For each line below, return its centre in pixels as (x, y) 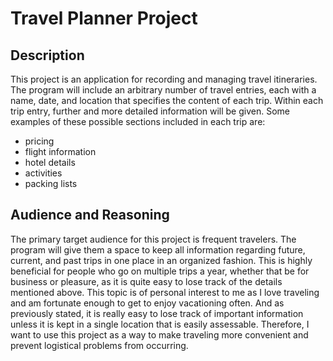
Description (47, 55)
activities (43, 173)
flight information (60, 151)
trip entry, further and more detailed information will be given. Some (150, 111)
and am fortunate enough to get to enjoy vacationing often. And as (147, 303)
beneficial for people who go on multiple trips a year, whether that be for (160, 271)
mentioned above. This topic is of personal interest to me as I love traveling (165, 292)
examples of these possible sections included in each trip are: (138, 121)
